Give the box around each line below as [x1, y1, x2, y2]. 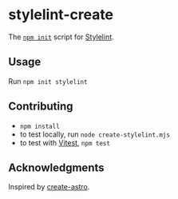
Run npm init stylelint [8, 76, 88, 86]
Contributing [8, 100, 73, 113]
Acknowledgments [8, 161, 105, 174]
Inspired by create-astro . [8, 182, 90, 192]
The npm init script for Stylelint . [8, 32, 114, 42]
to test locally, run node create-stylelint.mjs [19, 129, 170, 139]
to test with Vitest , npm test [19, 137, 110, 147]
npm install [19, 122, 60, 130]
